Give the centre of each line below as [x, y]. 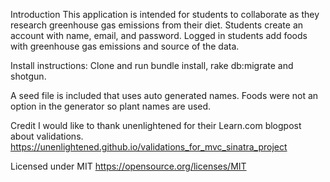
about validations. [47, 136]
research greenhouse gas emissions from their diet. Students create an [157, 25]
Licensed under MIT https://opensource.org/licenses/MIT [128, 166]
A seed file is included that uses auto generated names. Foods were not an [164, 95]
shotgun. [28, 76]
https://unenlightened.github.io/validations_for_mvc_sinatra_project [149, 147]
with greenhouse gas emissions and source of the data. [125, 46]
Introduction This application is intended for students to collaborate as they [165, 14]
